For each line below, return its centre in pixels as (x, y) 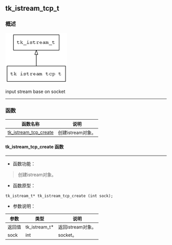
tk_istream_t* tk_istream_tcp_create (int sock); (59, 196)
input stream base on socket (35, 91)
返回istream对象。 (77, 227)
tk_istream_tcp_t (33, 8)
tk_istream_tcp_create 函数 (35, 146)
